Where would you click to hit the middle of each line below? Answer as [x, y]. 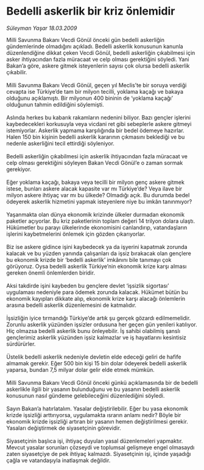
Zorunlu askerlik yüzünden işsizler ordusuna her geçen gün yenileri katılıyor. [102, 324]
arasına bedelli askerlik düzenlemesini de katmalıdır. [72, 305]
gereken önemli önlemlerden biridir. [51, 273]
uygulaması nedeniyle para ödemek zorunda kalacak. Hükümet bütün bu [97, 292]
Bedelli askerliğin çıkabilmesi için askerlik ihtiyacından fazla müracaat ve [97, 156]
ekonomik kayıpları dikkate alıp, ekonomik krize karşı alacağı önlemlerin [96, 298]
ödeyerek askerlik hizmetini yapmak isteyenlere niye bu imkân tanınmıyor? [99, 202]
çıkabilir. [17, 72]
